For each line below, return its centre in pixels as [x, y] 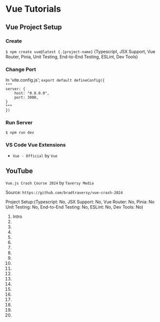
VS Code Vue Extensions [36, 145]
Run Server [19, 123]
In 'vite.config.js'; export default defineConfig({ [55, 80]
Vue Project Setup [34, 27]
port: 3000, [26, 98]
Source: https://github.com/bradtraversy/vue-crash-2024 [64, 192]
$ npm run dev [20, 133]
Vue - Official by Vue [35, 155]
